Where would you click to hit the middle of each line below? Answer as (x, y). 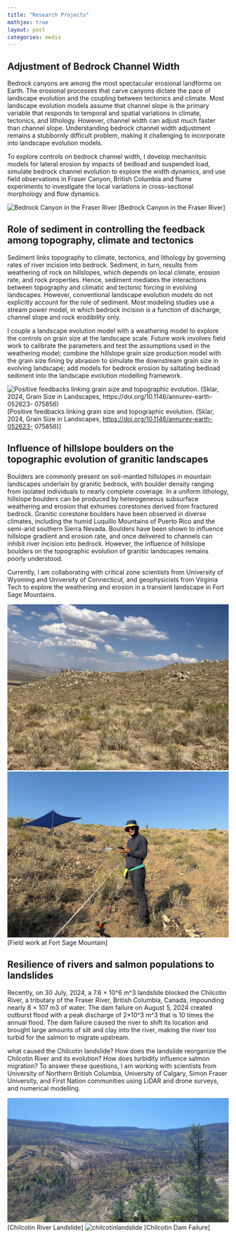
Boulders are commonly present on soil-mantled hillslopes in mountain (109, 476)
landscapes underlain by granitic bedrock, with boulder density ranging (111, 484)
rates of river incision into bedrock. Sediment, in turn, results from (103, 265)
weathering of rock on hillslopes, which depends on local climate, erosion (114, 272)
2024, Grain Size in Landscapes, (54, 419)
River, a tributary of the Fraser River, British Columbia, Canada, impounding (116, 1000)
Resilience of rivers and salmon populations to (111, 964)
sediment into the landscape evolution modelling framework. (95, 375)
